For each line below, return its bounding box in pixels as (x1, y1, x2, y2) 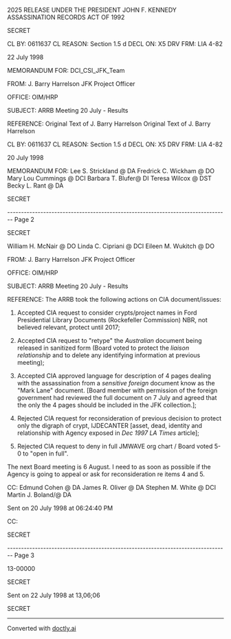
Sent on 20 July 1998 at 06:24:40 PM (7, 504, 113, 512)
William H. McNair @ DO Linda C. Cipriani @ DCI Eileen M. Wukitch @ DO (7, 242, 215, 250)
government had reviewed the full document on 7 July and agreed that (16, 394, 217, 401)
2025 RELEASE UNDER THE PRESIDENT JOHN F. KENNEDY (7, 6, 177, 14)
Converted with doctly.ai (7, 625, 77, 632)
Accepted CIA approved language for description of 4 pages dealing (16, 372, 212, 380)
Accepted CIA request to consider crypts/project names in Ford (16, 309, 197, 317)
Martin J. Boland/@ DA (7, 491, 72, 499)
